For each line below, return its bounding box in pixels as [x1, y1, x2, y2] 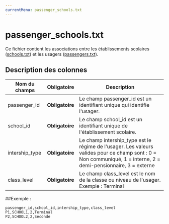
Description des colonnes [5, 65, 88, 74]
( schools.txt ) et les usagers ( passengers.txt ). [5, 51, 99, 57]
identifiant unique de [79, 122, 128, 129]
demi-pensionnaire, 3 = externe [79, 162, 155, 169]
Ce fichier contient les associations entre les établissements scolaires [5, 46, 150, 52]
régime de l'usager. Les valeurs [79, 143, 153, 150]
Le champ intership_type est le [79, 137, 152, 144]
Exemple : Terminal [79, 183, 124, 190]
